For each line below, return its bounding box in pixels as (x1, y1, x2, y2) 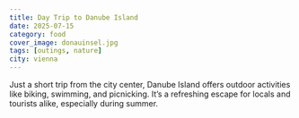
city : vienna (9, 55, 58, 63)
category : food (9, 29, 66, 38)
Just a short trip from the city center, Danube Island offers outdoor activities (9, 80, 291, 89)
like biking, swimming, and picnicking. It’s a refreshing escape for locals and (9, 88, 291, 99)
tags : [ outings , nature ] (9, 46, 102, 55)
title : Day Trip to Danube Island (9, 13, 139, 22)
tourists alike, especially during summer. (9, 98, 159, 108)
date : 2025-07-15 (9, 21, 75, 30)
